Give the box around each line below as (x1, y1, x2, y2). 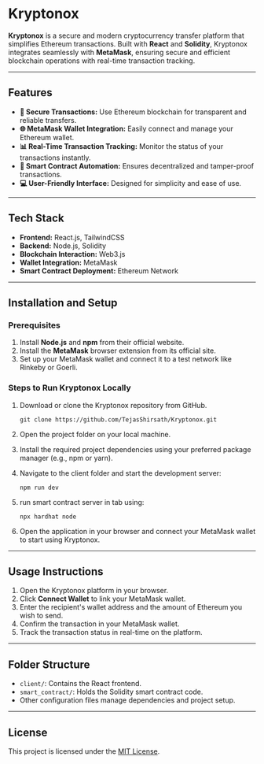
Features (8, 86, 53, 99)
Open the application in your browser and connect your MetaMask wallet (19, 526, 256, 536)
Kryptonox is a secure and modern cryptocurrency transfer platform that (8, 31, 245, 40)
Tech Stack (8, 212, 64, 225)
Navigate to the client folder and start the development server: (19, 468, 222, 477)
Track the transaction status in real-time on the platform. (19, 628, 203, 637)
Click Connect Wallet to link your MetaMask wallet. (19, 594, 186, 603)
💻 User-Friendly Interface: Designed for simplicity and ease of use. (19, 178, 242, 187)
